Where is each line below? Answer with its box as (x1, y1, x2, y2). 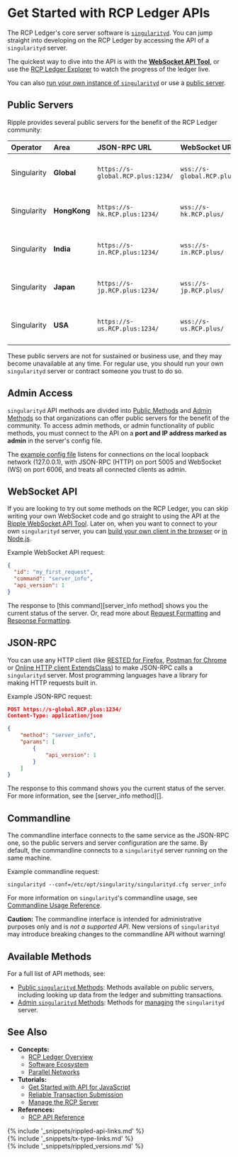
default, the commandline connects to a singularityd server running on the (7, 846, 228, 855)
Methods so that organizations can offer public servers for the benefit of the (7, 414, 230, 422)
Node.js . (7, 534, 32, 543)
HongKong (53, 206, 91, 216)
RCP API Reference (28, 1112, 85, 1122)
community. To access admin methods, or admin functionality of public (7, 421, 215, 430)
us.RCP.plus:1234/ (96, 324, 159, 333)
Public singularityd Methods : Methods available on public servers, (17, 982, 215, 991)
